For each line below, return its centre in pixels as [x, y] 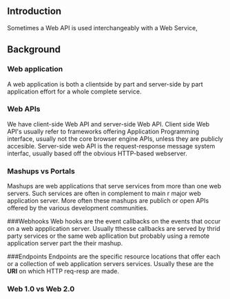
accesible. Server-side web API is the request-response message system [111, 146]
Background [34, 50]
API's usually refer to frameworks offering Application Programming [103, 131]
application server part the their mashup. [65, 243]
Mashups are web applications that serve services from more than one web [114, 186]
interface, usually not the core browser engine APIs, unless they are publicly [115, 139]
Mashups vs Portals [41, 171]
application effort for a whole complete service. [74, 91]
